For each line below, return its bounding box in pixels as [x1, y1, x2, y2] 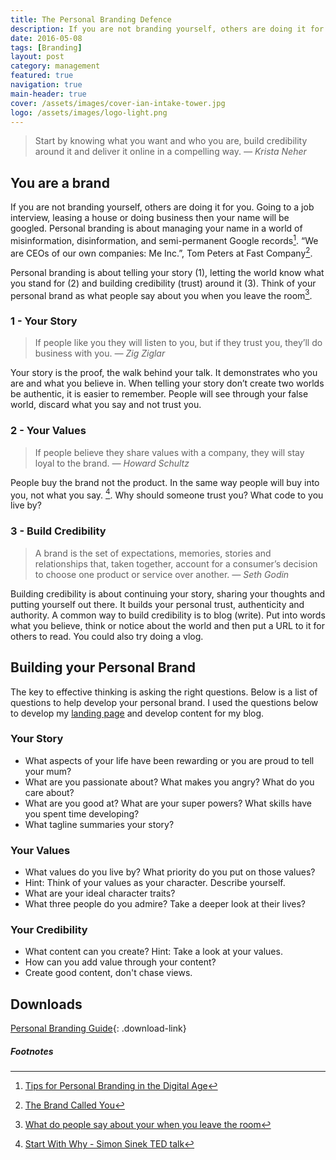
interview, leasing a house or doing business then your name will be [10, 212, 290, 224]
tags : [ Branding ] [10, 42, 83, 53]
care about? [24, 786, 75, 798]
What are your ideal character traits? [24, 887, 176, 900]
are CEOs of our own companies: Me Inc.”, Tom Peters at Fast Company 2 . [10, 245, 313, 259]
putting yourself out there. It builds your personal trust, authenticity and [10, 598, 305, 610]
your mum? [24, 765, 72, 777]
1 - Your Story [10, 314, 78, 328]
